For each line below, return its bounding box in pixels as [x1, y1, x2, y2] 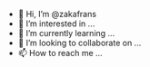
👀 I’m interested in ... [17, 18, 95, 29]
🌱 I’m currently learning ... [17, 28, 115, 38]
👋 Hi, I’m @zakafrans [17, 9, 97, 19]
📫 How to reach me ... [17, 48, 103, 58]
